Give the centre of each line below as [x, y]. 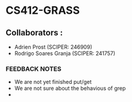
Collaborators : [34, 33]
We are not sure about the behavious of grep [70, 88]
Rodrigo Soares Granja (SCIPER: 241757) [65, 53]
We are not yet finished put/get [53, 82]
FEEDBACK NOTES [33, 68]
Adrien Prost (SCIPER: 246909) [53, 47]
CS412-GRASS [43, 10]
